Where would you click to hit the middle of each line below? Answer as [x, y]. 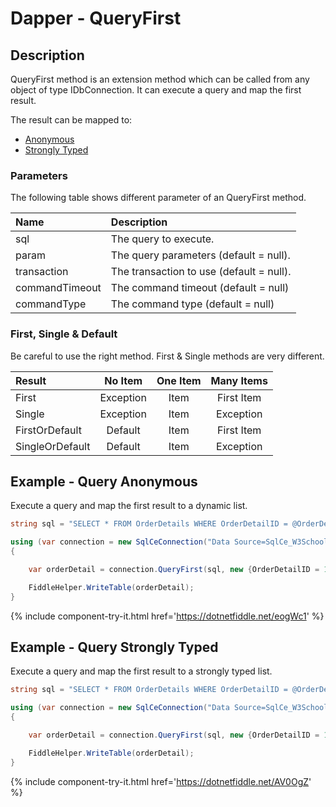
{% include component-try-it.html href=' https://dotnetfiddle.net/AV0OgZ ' [161, 781]
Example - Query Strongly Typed [114, 647]
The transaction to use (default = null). [201, 272]
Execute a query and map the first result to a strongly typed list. [141, 671]
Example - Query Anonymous [104, 481]
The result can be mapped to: [71, 120]
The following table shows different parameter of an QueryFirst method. [158, 198]
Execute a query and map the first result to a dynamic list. [129, 506]
